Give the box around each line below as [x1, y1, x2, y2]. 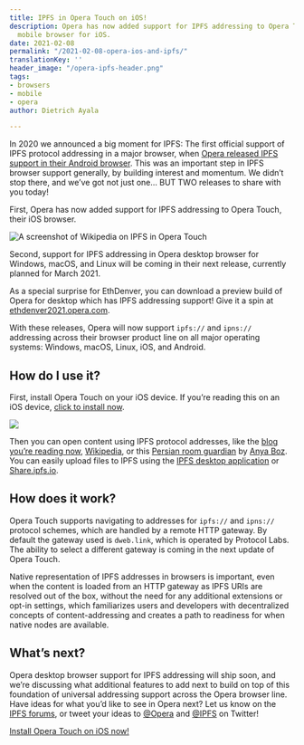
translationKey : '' [9, 55, 83, 64]
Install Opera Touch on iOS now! [9, 725, 129, 736]
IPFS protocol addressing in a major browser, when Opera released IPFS [9, 148, 279, 159]
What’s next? [9, 645, 86, 661]
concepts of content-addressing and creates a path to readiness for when [9, 609, 285, 620]
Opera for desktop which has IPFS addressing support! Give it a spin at [9, 295, 274, 306]
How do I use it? [9, 368, 101, 383]
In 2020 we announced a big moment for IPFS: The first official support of [9, 138, 285, 149]
